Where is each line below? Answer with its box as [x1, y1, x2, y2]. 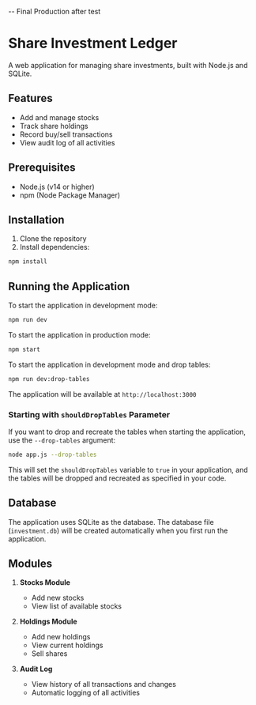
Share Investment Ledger [8, 35, 178, 52]
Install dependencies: [19, 243, 90, 252]
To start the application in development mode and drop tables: [8, 360, 211, 369]
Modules [8, 557, 53, 571]
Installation [8, 213, 65, 226]
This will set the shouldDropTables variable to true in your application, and [8, 465, 249, 474]
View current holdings [31, 640, 104, 650]
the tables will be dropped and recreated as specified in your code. [8, 473, 227, 483]
